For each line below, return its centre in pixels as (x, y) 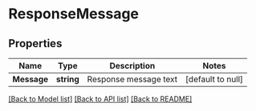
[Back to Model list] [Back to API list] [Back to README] (100, 99)
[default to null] (214, 79)
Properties (35, 44)
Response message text (132, 79)
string (68, 79)
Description (132, 66)
